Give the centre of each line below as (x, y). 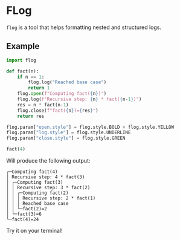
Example (23, 46)
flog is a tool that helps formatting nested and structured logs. (84, 27)
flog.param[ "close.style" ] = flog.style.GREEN (66, 138)
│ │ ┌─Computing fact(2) (37, 193)
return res (31, 116)
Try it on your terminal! (34, 231)
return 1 (39, 88)
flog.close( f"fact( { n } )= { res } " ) (58, 110)
